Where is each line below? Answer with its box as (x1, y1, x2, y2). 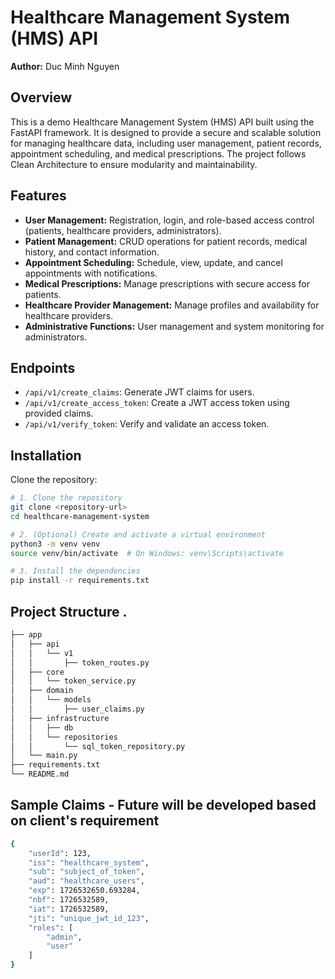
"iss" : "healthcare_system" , (28, 857, 150, 868)
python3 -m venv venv (10, 539, 101, 549)
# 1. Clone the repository (10, 493, 123, 503)
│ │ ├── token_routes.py (10, 657, 150, 668)
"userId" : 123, (28, 848, 92, 858)
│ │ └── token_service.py (10, 676, 137, 686)
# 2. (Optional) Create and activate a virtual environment (10, 529, 267, 540)
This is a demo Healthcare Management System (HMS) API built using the (10, 116, 315, 128)
